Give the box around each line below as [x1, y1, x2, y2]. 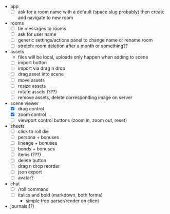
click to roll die [17, 128, 49, 134]
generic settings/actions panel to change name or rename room [17, 37, 153, 43]
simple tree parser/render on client [25, 198, 99, 204]
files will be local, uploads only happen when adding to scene [17, 54, 148, 60]
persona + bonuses [17, 134, 60, 140]
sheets [10, 123, 25, 129]
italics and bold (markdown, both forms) [17, 191, 103, 198]
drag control [17, 105, 44, 111]
